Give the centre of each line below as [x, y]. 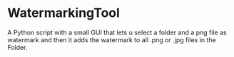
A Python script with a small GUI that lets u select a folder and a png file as [117, 32]
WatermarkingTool [63, 13]
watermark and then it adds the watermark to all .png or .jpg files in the [112, 39]
